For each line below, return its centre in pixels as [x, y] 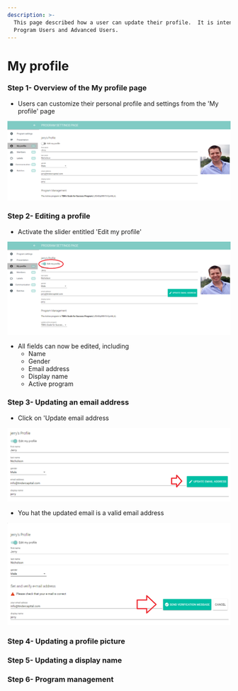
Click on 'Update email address [63, 418]
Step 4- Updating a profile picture [66, 641]
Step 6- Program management [61, 679]
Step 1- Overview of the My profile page [77, 88]
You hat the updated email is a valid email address [91, 513]
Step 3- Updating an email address [68, 402]
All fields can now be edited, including [73, 346]
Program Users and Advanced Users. [66, 30]
